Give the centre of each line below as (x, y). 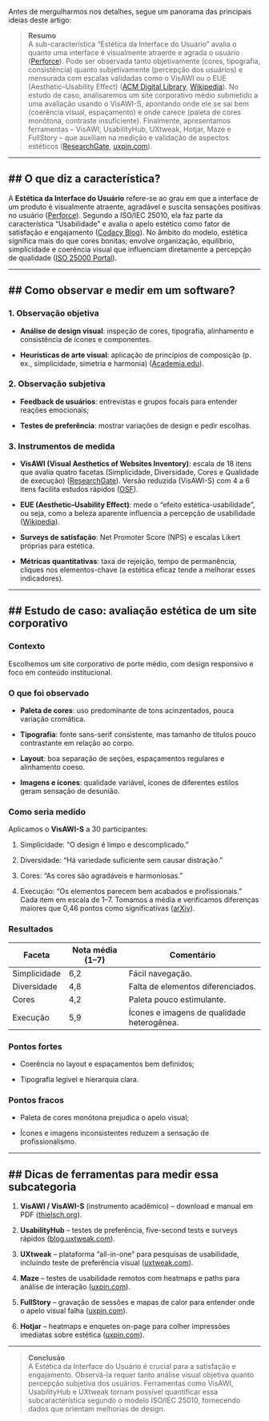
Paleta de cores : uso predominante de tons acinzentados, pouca (127, 710)
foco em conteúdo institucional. (60, 672)
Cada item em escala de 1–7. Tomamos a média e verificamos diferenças (139, 900)
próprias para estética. (57, 546)
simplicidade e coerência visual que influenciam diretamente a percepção (130, 249)
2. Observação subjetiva (57, 384)
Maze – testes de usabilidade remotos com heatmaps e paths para (130, 1278)
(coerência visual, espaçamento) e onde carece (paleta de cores (134, 112)
